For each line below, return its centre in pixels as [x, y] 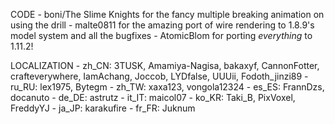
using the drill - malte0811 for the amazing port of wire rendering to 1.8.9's [162, 25]
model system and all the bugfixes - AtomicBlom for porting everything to [161, 35]
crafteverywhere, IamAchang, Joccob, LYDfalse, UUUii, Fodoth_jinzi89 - [159, 76]
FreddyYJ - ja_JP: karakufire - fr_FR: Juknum [103, 108]
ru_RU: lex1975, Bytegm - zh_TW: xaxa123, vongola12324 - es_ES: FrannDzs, [167, 87]
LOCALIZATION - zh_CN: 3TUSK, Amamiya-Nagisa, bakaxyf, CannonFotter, [165, 65]
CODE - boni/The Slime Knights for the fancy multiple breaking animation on [167, 14]
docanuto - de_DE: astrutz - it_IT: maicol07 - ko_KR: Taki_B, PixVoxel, [153, 97]
